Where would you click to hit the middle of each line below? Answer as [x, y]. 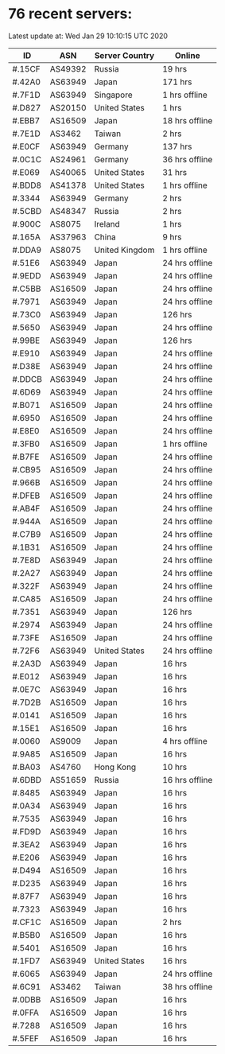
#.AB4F [26, 508]
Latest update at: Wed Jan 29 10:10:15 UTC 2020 [88, 36]
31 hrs [175, 172]
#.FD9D [27, 831]
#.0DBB [27, 999]
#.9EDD [27, 275]
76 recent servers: [70, 14]
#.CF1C [27, 922]
